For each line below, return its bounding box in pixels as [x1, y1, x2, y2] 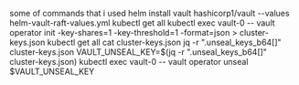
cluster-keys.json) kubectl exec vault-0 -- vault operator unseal [9, 57, 249, 67]
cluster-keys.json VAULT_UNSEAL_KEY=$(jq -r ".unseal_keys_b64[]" [9, 47, 268, 58]
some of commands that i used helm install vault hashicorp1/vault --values [9, 8, 290, 18]
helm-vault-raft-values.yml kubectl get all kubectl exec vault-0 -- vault [9, 17, 276, 28]
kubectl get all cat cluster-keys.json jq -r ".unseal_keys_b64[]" [47, 37, 282, 48]
